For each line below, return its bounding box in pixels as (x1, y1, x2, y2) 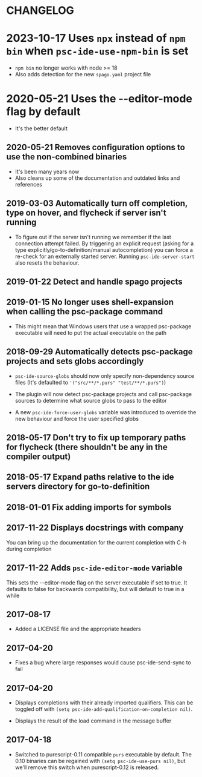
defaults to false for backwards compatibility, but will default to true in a (6, 585, 185, 592)
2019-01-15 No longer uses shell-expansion (6, 297, 174, 308)
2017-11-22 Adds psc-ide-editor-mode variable (6, 563, 183, 573)
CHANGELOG (6, 4, 74, 18)
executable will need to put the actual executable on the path (14, 329, 167, 336)
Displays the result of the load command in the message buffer (14, 717, 172, 724)
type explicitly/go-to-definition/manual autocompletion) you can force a (14, 246, 193, 253)
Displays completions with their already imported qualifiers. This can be (14, 699, 194, 706)
